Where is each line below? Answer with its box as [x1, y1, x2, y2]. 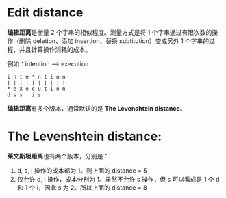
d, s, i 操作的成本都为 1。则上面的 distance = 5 [16, 166, 147, 175]
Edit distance [7, 5, 84, 20]
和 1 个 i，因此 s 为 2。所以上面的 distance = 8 [16, 183, 147, 192]
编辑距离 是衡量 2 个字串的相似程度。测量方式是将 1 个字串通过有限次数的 [7, 28, 212, 36]
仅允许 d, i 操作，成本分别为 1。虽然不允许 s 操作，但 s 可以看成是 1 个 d [16, 175, 220, 183]
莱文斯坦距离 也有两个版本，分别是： [7, 152, 110, 160]
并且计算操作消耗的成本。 [18, 45, 91, 53]
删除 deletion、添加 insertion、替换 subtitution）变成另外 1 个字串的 [18, 36, 210, 45]
